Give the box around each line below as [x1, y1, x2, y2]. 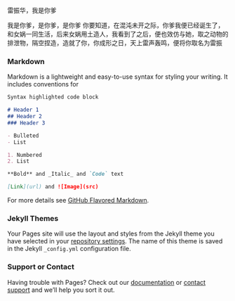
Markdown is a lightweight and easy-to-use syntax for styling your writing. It [7, 72, 228, 81]
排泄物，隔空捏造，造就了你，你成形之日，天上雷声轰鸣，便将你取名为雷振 [7, 39, 222, 47]
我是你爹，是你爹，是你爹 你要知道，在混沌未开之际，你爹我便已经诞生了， [7, 21, 224, 30]
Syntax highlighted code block [7, 94, 99, 101]
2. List [7, 158, 30, 165]
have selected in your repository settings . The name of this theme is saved [7, 237, 223, 245]
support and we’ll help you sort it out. [7, 286, 115, 294]
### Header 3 [7, 119, 46, 127]
